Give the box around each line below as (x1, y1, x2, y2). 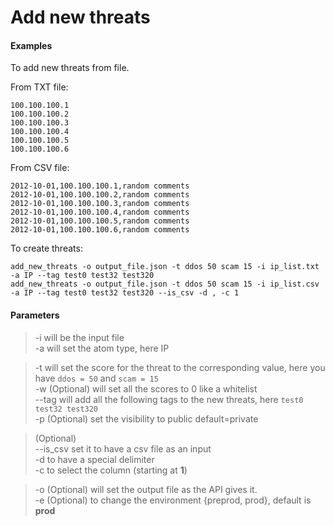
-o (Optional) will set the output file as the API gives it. (34, 483, 258, 495)
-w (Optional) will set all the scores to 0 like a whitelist (34, 382, 258, 395)
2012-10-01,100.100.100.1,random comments (10, 181, 190, 191)
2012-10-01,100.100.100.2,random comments (10, 190, 190, 200)
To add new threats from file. (10, 62, 130, 74)
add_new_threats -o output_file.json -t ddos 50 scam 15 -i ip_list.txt (10, 262, 320, 272)
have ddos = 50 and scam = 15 (34, 372, 159, 384)
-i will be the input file (34, 331, 125, 343)
